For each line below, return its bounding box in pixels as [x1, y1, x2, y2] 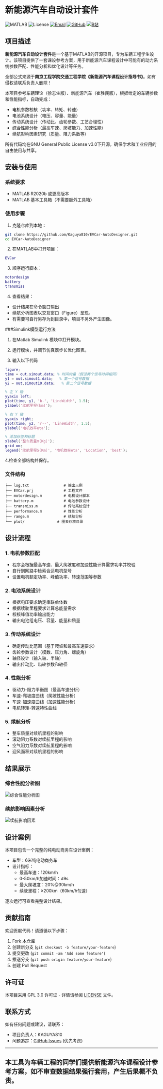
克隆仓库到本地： [12, 222, 47, 228]
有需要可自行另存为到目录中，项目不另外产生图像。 [12, 316, 114, 322]
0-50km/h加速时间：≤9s [19, 875, 69, 881]
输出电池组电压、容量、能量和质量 [12, 617, 81, 623]
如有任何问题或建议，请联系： [5, 1021, 65, 1027]
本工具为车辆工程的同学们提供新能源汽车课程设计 [5, 1058, 152, 1066]
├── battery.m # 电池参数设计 [5, 498, 90, 504]
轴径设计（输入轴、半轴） [12, 655, 64, 661]
